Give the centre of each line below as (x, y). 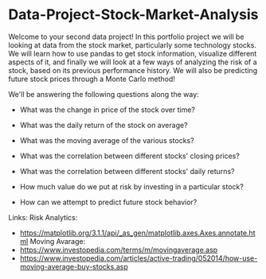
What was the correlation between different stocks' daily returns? (127, 171)
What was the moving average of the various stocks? (107, 140)
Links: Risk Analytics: (43, 217)
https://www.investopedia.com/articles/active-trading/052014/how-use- (139, 258)
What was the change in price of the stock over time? (107, 110)
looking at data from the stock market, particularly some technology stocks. (133, 45)
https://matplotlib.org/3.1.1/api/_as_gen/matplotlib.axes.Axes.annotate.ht (137, 233)
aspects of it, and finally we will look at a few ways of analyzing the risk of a (133, 62)
